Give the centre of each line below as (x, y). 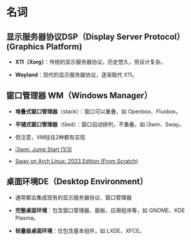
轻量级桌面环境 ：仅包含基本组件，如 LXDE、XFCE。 (80, 230)
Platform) (64, 46)
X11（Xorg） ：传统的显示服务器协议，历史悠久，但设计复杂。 (90, 62)
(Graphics (25, 46)
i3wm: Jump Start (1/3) (44, 149)
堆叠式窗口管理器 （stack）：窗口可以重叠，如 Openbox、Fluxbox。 (98, 111)
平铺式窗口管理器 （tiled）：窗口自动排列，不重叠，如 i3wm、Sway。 (99, 124)
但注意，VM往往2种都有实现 (50, 137)
